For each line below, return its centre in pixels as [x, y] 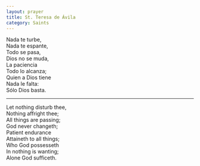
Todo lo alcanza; [26, 71]
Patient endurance [29, 133]
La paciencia [22, 65]
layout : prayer [25, 12]
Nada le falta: [23, 84]
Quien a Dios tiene [29, 77]
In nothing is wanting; [33, 152]
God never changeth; [32, 126]
